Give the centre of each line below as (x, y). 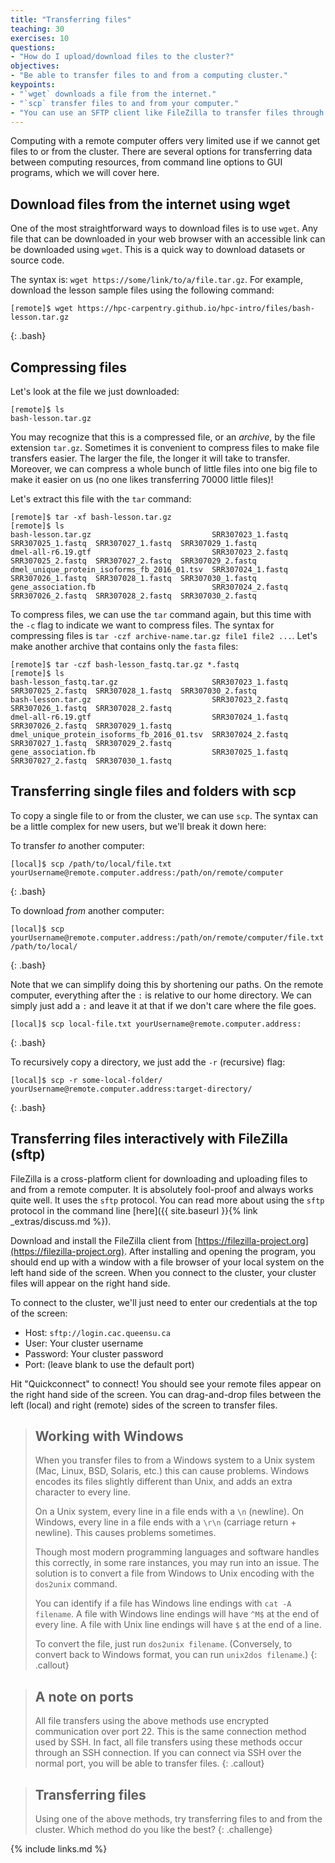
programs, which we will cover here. (85, 173)
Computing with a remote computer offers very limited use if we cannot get (165, 141)
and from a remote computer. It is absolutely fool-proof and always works (162, 1189)
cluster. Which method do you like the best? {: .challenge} (153, 1830)
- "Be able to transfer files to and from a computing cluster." (149, 76)
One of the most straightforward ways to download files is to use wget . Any (164, 228)
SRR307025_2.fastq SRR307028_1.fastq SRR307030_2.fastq (133, 691)
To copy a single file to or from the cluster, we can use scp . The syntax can (164, 815)
